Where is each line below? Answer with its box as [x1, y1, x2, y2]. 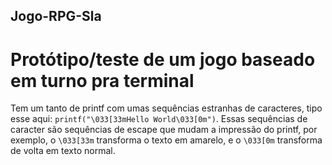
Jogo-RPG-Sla [10, 8, 102, 25]
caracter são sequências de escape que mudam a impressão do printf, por [10, 124, 318, 136]
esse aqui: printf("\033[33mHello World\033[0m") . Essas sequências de [10, 113, 308, 125]
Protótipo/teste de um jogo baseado [10, 48, 316, 71]
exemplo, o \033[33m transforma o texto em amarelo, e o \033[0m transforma [10, 134, 323, 146]
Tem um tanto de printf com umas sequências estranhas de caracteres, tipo [10, 102, 323, 114]
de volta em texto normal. [10, 145, 116, 157]
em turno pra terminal [10, 69, 195, 92]
